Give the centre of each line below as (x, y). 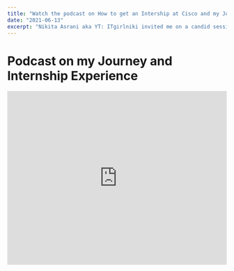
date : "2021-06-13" (36, 20)
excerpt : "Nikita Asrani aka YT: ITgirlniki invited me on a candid (109, 26)
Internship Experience (72, 75)
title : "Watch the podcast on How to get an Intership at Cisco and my (113, 14)
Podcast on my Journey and (90, 61)
